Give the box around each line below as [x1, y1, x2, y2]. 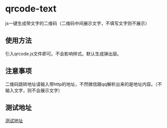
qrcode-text [5, 3, 57, 15]
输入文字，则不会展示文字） [5, 87, 63, 93]
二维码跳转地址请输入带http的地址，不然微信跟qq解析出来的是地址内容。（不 [5, 81, 162, 87]
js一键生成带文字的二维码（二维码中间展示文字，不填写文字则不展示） [5, 20, 150, 26]
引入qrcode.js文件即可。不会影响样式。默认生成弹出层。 [5, 51, 122, 57]
